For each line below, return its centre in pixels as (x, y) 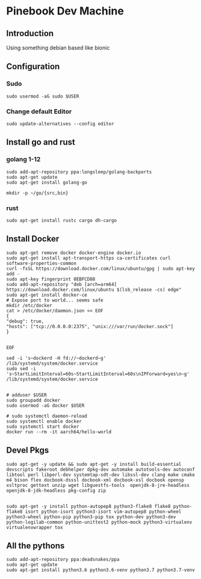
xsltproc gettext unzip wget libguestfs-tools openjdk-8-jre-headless (98, 485)
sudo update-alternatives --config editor (60, 124)
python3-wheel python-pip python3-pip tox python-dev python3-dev (91, 517)
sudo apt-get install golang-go (47, 182)
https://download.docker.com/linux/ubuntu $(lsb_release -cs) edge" (94, 289)
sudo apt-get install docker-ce (47, 295)
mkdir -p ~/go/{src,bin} (37, 193)
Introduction (30, 33)
